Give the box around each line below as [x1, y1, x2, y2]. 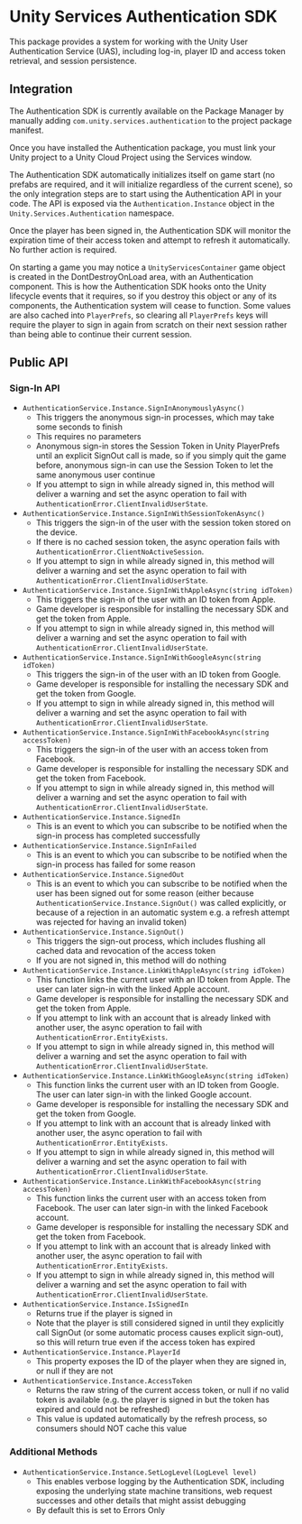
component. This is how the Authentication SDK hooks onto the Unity [9, 281, 267, 291]
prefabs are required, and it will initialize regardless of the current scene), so [9, 179, 293, 189]
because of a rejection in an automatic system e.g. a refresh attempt [35, 907, 290, 918]
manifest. [9, 125, 44, 135]
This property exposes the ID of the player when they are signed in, [35, 1356, 287, 1367]
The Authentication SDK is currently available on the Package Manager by [9, 106, 284, 116]
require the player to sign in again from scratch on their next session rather [9, 319, 288, 330]
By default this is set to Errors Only [35, 1504, 165, 1515]
